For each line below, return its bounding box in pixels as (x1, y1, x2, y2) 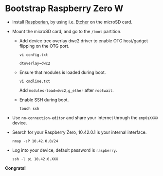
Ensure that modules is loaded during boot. (19, 69, 106, 75)
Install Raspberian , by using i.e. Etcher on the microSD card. (12, 19, 133, 25)
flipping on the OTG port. (19, 43, 70, 49)
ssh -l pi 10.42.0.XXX (12, 157, 58, 161)
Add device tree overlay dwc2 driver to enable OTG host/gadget (19, 37, 148, 44)
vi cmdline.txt (19, 79, 50, 84)
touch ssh (19, 106, 40, 111)
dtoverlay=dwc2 (19, 61, 50, 66)
